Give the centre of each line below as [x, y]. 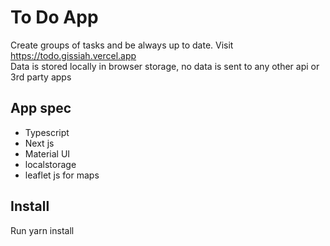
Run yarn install [42, 230]
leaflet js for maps [62, 175]
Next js [39, 143]
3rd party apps [41, 77]
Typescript [47, 132]
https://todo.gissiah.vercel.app [73, 55]
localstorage [50, 164]
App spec [41, 108]
